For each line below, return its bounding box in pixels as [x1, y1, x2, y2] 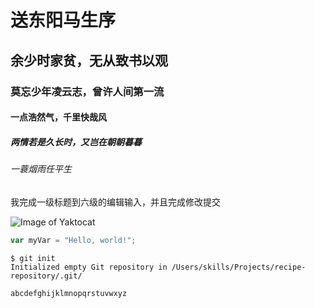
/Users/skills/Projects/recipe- [171, 262, 307, 272]
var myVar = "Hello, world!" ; [10, 235, 137, 245]
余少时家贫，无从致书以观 [10, 52, 168, 69]
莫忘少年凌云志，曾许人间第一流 [10, 84, 165, 98]
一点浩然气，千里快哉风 [10, 111, 107, 123]
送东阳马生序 [10, 9, 117, 32]
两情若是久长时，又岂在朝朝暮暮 [10, 136, 142, 148]
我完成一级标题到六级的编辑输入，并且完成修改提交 [10, 196, 221, 208]
